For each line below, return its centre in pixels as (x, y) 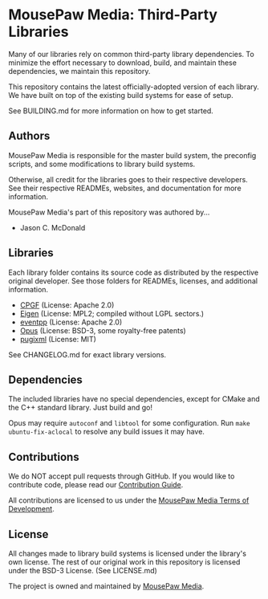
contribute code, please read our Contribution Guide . (96, 485)
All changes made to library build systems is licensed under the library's (128, 553)
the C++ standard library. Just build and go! (80, 408)
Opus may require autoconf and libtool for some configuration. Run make (129, 423)
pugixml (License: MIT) (58, 339)
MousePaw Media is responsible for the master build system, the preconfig (132, 155)
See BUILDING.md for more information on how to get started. (111, 111)
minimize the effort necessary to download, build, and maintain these (122, 63)
